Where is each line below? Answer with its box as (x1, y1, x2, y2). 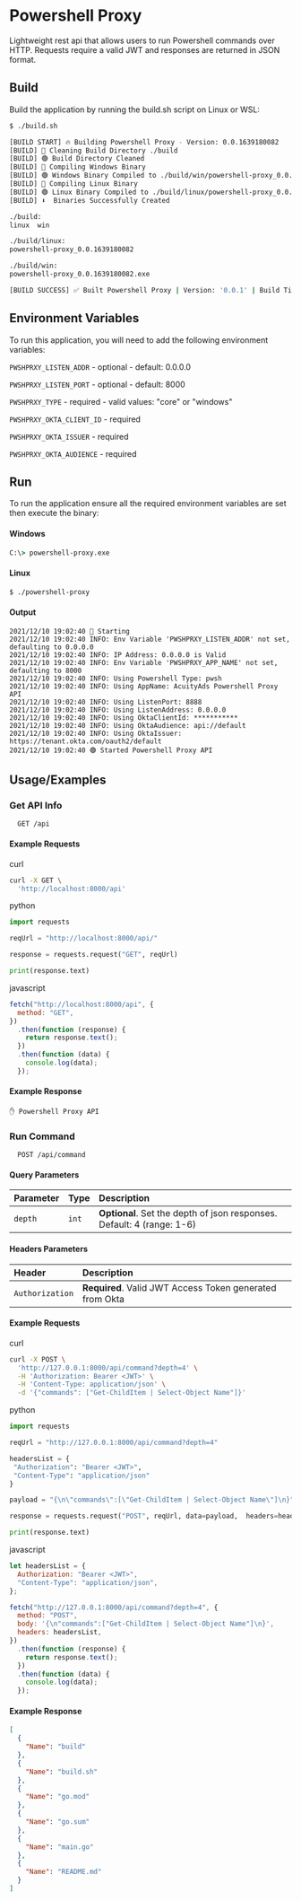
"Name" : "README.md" (25, 1868, 102, 1877)
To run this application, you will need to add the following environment (9, 334, 269, 346)
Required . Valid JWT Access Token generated (82, 1281, 277, 1293)
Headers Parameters (9, 1244, 88, 1255)
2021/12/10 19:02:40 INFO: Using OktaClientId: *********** (9, 713, 239, 723)
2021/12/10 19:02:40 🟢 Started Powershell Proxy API (9, 746, 213, 755)
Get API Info (9, 800, 63, 812)
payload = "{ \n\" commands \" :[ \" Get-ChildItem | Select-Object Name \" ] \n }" (9, 1495, 295, 1504)
